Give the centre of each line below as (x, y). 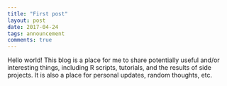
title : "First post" (38, 14)
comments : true (30, 40)
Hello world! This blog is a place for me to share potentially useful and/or (113, 60)
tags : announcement (36, 33)
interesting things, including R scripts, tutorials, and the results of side (109, 68)
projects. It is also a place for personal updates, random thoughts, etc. (110, 75)
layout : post (27, 20)
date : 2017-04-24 (33, 27)
